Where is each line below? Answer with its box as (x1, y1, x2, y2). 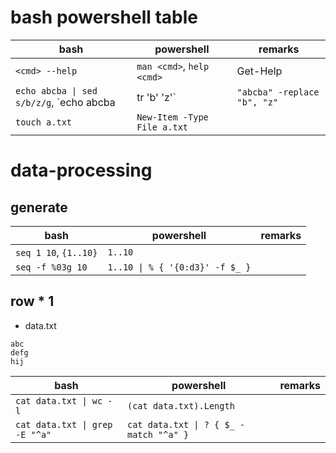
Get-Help (236, 64, 283, 78)
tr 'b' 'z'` (136, 90, 177, 104)
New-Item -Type (136, 111, 209, 123)
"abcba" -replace (236, 86, 320, 98)
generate (10, 199, 68, 216)
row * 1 (10, 293, 55, 310)
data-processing (10, 159, 153, 182)
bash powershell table (10, 6, 199, 29)
